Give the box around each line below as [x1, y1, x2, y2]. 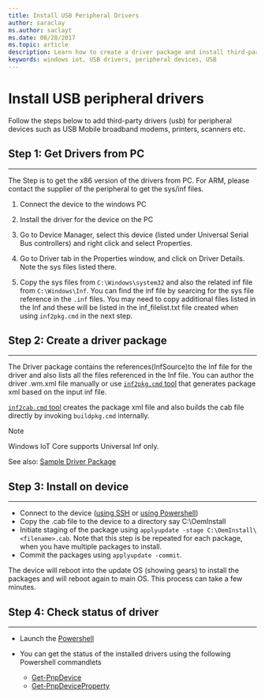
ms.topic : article [8, 41, 69, 49]
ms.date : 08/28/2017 [8, 33, 77, 42]
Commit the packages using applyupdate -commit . [19, 550, 182, 560]
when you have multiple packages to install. [19, 542, 162, 552]
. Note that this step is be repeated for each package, [69, 534, 243, 543]
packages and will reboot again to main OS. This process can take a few [8, 574, 243, 583]
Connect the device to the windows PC [19, 199, 147, 209]
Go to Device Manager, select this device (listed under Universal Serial [19, 230, 249, 240]
